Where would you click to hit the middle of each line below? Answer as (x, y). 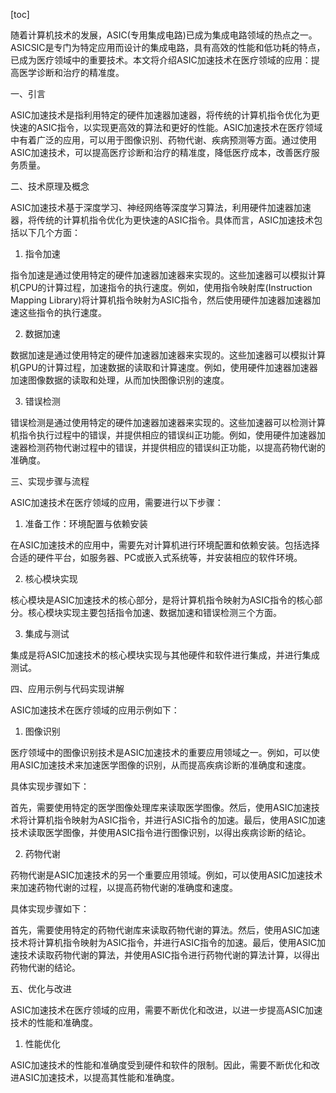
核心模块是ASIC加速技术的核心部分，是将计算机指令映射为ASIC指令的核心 (162, 600)
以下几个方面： (49, 232)
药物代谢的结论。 (45, 967)
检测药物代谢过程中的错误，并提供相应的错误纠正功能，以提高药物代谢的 (176, 447)
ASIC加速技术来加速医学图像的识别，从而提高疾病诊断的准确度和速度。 (165, 765)
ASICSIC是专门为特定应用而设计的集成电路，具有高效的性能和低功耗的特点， (168, 47)
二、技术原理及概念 (50, 186)
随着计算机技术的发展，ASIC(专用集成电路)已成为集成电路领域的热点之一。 (164, 35)
